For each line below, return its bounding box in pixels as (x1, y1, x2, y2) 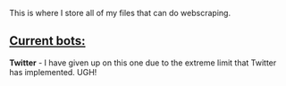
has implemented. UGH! (9, 66, 97, 77)
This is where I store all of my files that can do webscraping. (9, 8, 231, 18)
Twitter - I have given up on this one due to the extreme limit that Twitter (9, 57, 277, 68)
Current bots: (9, 33, 87, 48)
